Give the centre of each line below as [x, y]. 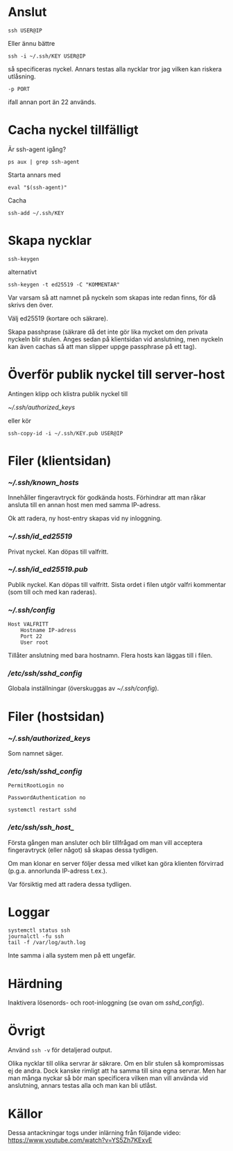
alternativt [23, 272]
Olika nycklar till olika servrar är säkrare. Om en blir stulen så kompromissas [116, 1064]
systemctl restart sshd [42, 810]
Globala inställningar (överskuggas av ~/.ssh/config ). [84, 688]
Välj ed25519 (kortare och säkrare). [58, 318]
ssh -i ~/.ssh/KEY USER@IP [47, 56]
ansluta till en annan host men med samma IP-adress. [84, 505]
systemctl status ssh [39, 930]
